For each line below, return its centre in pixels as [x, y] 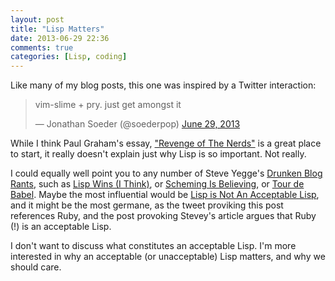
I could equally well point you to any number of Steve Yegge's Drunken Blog [166, 173]
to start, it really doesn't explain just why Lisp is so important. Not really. [158, 154]
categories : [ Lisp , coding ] [69, 57]
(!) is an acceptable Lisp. [61, 227]
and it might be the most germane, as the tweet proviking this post [147, 205]
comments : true [42, 47]
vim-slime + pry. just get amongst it [108, 105]
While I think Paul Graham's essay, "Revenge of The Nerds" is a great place [166, 143]
